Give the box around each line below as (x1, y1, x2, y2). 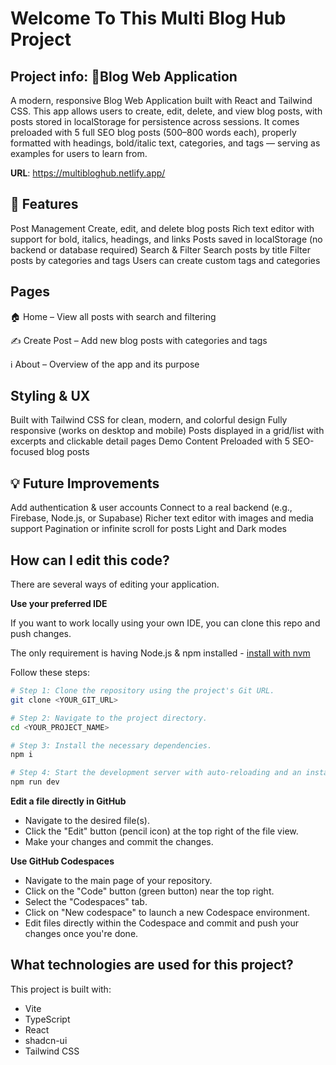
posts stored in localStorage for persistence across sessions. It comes (10, 116, 300, 127)
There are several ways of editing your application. (10, 578, 220, 591)
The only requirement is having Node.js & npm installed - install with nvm (10, 647, 311, 659)
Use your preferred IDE (10, 598, 108, 610)
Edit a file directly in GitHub (10, 795, 127, 807)
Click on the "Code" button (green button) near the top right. (24, 885, 275, 897)
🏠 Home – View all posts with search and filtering (10, 310, 217, 322)
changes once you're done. (24, 928, 139, 940)
